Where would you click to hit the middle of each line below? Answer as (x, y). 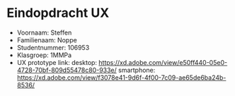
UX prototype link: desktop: (57, 62)
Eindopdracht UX (58, 13)
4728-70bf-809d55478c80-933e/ (67, 70)
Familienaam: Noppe (47, 40)
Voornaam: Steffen (44, 32)
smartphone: (137, 70)
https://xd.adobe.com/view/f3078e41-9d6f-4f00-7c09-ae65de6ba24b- (121, 77)
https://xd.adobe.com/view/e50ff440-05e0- (163, 62)
